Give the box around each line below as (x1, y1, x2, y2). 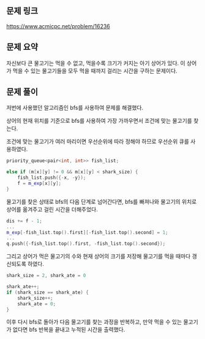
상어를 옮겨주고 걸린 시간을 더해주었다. (6, 205, 98, 213)
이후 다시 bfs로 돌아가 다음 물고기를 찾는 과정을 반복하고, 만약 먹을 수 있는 (6, 318, 182, 325)
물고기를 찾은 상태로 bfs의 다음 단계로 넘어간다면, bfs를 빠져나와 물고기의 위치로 (6, 198, 197, 205)
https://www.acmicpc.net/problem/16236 (6, 22, 110, 29)
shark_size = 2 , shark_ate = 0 (6, 273, 86, 279)
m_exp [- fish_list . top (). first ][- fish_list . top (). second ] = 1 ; (6, 229, 168, 235)
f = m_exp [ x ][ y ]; (17, 181, 62, 187)
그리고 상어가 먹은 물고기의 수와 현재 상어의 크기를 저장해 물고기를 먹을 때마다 (6, 252, 191, 260)
